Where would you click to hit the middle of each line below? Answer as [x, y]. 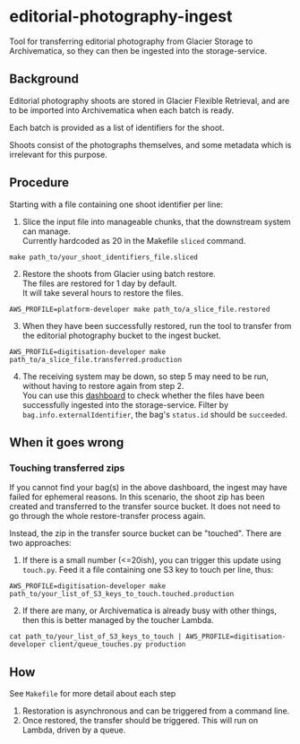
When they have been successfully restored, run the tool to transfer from [157, 325]
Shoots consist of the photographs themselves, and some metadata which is [150, 144]
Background [44, 79]
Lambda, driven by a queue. [74, 730]
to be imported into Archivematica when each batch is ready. [122, 110]
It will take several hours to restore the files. [103, 292]
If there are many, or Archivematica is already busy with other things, [150, 610]
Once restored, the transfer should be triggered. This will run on [140, 721]
